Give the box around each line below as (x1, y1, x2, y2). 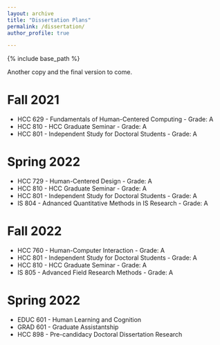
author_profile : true (7, 29, 70, 37)
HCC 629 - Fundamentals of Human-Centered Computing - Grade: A (17, 115, 214, 123)
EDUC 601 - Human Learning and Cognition (17, 316, 142, 324)
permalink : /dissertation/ (7, 23, 85, 30)
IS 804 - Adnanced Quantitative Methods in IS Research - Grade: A (17, 199, 209, 208)
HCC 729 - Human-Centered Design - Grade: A (17, 177, 152, 186)
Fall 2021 (7, 92, 60, 108)
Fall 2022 (7, 223, 62, 239)
